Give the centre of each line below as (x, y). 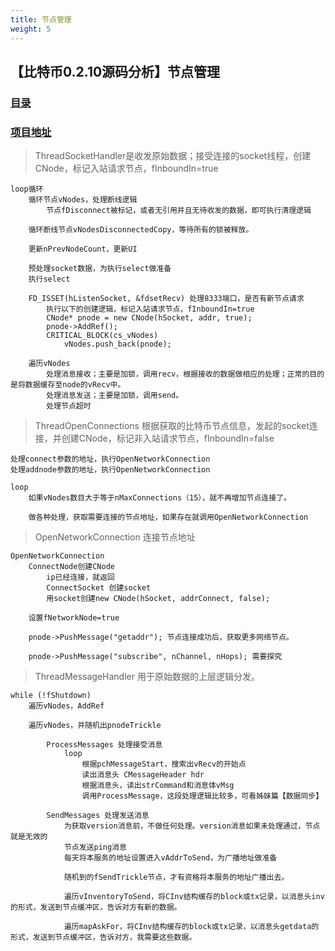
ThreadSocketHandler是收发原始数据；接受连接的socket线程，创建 (173, 156)
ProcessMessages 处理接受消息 (104, 745)
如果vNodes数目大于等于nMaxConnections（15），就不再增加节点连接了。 (160, 498)
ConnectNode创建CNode (71, 567)
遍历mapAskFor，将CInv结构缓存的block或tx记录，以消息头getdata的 (191, 927)
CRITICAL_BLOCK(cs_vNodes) (102, 336)
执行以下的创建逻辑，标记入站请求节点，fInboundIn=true (150, 309)
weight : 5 (31, 29)
